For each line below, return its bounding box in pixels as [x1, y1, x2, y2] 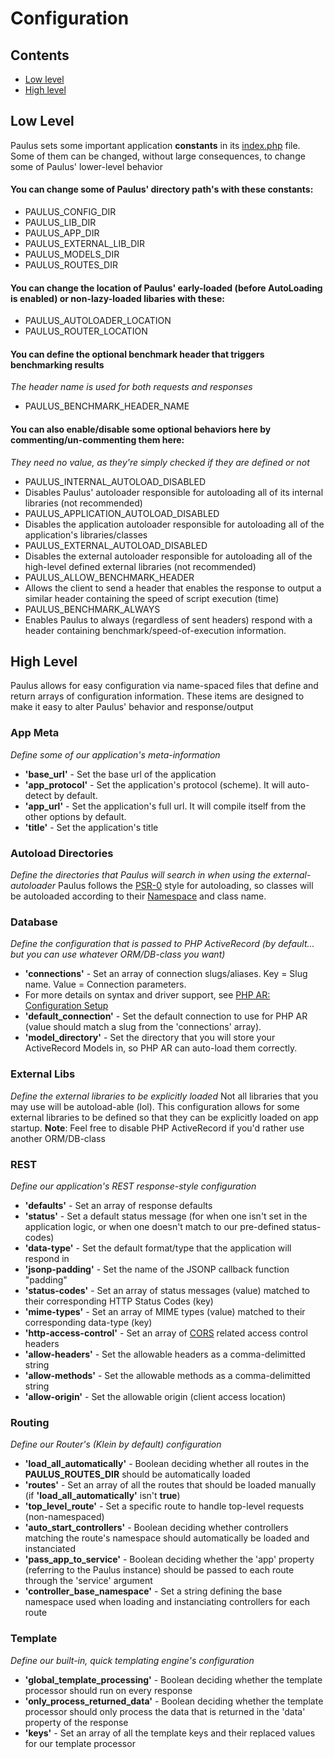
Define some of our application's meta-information [10, 748, 221, 761]
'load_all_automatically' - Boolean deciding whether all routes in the [24, 1458, 310, 1470]
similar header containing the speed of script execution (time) [24, 592, 280, 604]
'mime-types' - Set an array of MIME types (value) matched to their [24, 1305, 306, 1317]
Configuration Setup [24, 1000, 109, 1012]
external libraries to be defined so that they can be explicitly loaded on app [10, 1111, 319, 1123]
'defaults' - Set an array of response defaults [24, 1199, 213, 1211]
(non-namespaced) [24, 1511, 105, 1523]
